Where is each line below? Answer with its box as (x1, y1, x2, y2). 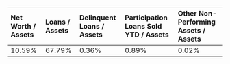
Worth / (10, 22, 36, 31)
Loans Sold (124, 22, 162, 31)
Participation (124, 13, 168, 22)
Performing (177, 17, 216, 27)
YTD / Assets (124, 30, 169, 39)
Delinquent (79, 13, 116, 22)
